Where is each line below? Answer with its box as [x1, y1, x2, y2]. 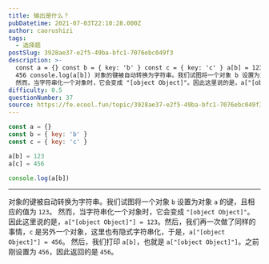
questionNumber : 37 [8, 94, 74, 102]
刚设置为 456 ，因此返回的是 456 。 [8, 247, 118, 257]
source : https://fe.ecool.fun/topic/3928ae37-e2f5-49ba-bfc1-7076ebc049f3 [8, 101, 263, 109]
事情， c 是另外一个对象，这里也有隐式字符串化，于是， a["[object [8, 227, 226, 237]
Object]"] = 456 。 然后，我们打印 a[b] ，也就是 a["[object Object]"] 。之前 [8, 237, 260, 246]
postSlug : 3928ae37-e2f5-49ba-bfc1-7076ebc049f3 [8, 49, 174, 57]
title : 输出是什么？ [8, 11, 70, 20]
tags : [8, 34, 26, 42]
